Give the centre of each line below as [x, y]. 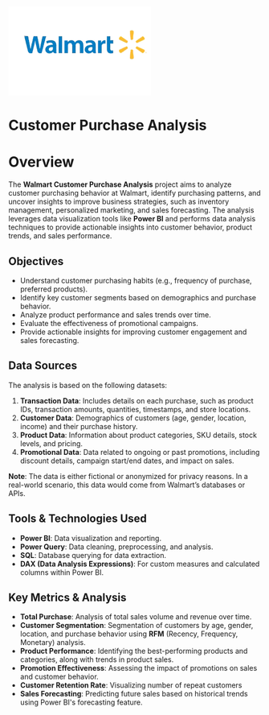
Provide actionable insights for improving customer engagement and [133, 332]
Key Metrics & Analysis [67, 597]
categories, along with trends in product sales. [97, 659]
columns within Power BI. [62, 572]
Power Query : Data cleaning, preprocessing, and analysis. [117, 547]
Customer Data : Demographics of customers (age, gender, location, [133, 418]
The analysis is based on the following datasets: [88, 385]
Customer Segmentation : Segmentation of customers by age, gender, [137, 626]
